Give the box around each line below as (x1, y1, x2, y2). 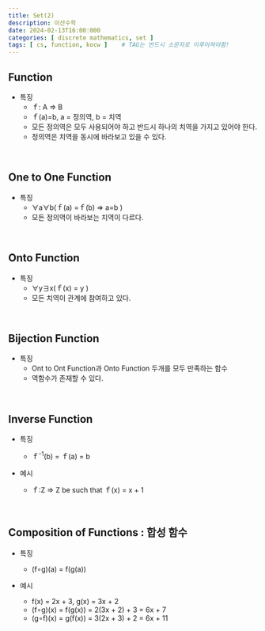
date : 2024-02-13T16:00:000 (8, 26, 101, 34)
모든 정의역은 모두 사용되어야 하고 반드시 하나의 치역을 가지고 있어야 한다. (31, 122, 258, 131)
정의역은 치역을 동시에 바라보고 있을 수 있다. (31, 131, 167, 141)
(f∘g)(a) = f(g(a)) (31, 564, 87, 574)
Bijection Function (8, 332, 100, 345)
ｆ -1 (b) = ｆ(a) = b (31, 450, 91, 461)
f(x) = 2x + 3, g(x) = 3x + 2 (31, 596, 119, 606)
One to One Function (8, 171, 112, 184)
